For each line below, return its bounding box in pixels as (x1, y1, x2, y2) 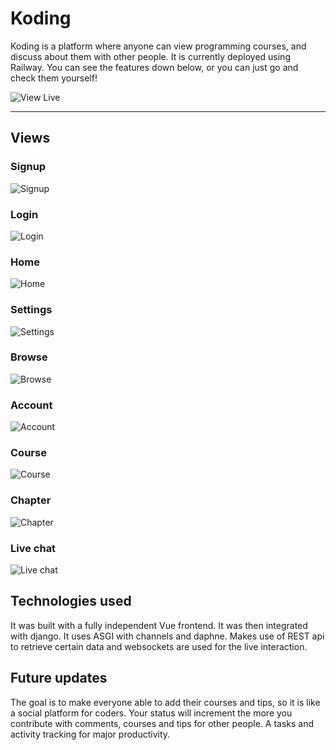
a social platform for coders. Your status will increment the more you (10, 707, 293, 719)
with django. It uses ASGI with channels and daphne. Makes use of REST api (10, 630, 325, 642)
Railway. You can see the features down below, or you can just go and (10, 61, 299, 73)
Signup (10, 160, 47, 174)
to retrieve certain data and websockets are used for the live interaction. (10, 640, 308, 652)
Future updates (10, 670, 108, 687)
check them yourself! (10, 72, 98, 84)
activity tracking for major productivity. (10, 728, 171, 740)
